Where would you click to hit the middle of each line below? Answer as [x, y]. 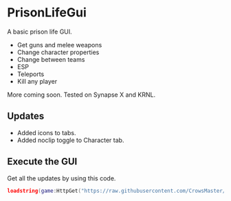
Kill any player [37, 81]
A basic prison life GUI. [40, 32]
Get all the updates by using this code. [62, 178]
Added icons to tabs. [46, 132]
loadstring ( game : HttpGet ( [44, 191]
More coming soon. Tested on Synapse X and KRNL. [81, 95]
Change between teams [51, 59]
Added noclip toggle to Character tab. [70, 140]
